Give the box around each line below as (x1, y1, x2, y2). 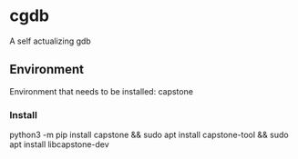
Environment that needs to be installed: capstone (9, 85, 194, 96)
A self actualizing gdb (9, 35, 91, 46)
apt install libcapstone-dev (9, 139, 109, 150)
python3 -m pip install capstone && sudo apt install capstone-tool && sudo (9, 129, 289, 141)
